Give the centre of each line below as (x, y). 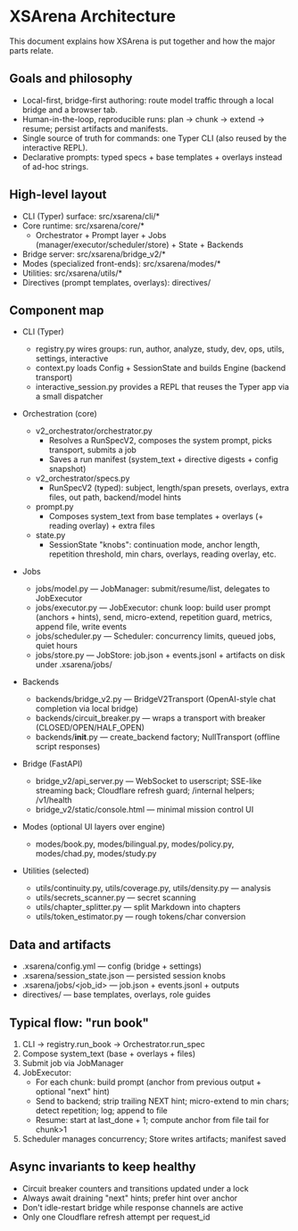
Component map (57, 310)
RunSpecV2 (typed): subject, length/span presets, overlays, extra (169, 488)
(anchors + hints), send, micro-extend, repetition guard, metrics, (154, 617)
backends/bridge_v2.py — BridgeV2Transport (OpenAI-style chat (156, 699)
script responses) (68, 747)
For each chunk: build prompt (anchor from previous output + (148, 1082)
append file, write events (81, 627)
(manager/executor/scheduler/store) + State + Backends (139, 244)
